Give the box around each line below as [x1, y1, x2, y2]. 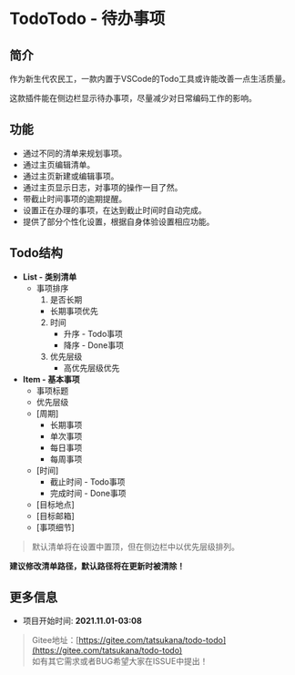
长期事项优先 [49, 305, 98, 316]
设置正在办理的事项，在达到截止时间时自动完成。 [22, 204, 207, 215]
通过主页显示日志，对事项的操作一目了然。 [22, 181, 183, 192]
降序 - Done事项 [63, 339, 125, 351]
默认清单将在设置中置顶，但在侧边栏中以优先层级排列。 [31, 541, 239, 552]
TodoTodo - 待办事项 [9, 8, 166, 29]
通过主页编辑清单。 [22, 159, 96, 169]
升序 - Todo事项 [63, 328, 123, 339]
